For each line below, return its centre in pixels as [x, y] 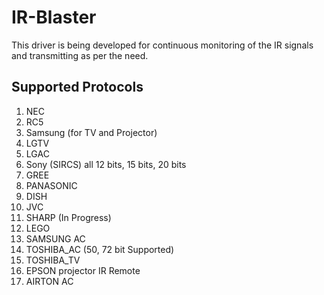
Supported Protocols [77, 87]
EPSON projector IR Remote [83, 270]
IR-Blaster [54, 17]
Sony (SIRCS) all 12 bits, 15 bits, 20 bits [106, 164]
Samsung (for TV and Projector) [91, 132]
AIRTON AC [49, 281]
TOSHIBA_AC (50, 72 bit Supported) [100, 249]
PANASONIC [51, 185]
